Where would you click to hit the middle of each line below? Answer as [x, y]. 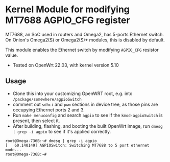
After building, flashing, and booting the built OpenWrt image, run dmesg [88, 126]
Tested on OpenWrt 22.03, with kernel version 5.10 [66, 65]
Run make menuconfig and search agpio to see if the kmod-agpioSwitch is [88, 115]
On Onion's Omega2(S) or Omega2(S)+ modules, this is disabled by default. [85, 40]
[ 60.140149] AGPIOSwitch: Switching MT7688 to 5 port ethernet [77, 145]
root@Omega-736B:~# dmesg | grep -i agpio [51, 141]
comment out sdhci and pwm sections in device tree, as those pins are [85, 104]
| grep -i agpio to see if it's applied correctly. [62, 131]
